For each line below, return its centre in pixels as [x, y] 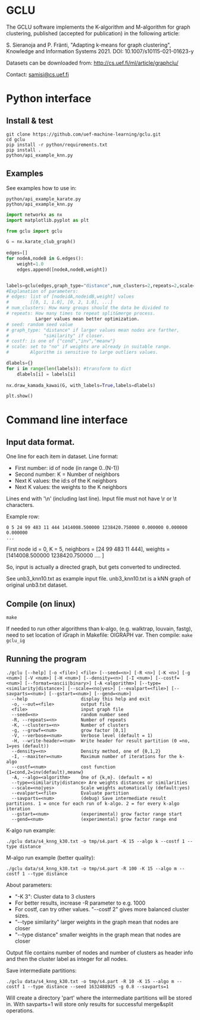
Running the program [46, 659]
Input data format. [40, 442]
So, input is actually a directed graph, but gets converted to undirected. [94, 567]
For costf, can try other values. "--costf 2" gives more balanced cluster [102, 909]
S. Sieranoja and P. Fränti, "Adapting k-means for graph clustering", [89, 45]
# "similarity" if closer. [56, 335]
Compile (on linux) [41, 604]
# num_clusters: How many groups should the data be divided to [87, 308]
